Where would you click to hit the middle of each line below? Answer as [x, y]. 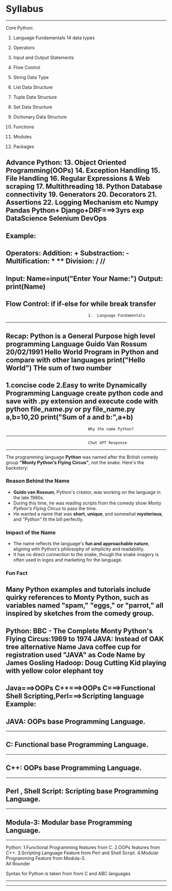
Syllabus [25, 9]
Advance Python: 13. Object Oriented [66, 163]
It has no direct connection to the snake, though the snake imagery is [86, 555]
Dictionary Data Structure [40, 117]
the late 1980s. [29, 497]
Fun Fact [17, 573]
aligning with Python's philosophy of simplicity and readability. [79, 549]
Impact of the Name [31, 533]
